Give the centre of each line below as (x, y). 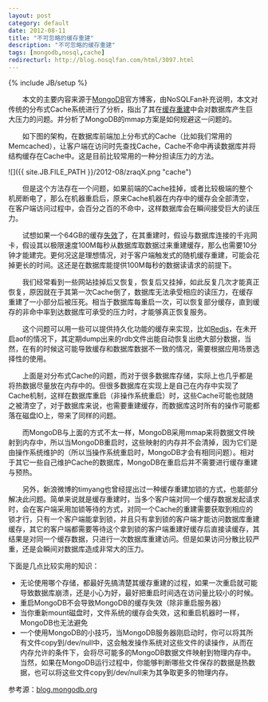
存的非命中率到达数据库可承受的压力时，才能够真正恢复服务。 (110, 312)
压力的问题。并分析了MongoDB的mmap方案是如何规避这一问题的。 (126, 119)
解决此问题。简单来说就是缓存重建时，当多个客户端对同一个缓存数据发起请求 (134, 499)
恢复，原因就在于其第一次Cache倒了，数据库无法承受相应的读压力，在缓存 (131, 292)
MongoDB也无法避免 (54, 622)
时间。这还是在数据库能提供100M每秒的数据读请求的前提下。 (136, 265)
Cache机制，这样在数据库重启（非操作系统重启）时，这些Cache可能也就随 (131, 395)
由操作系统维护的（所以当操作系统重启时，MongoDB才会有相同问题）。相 (128, 452)
